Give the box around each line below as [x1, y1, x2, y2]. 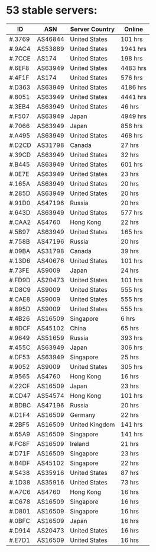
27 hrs [121, 141, 139, 149]
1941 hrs [121, 44, 147, 53]
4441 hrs [121, 92, 147, 101]
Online [123, 25, 144, 33]
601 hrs [121, 160, 143, 168]
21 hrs [121, 439, 139, 448]
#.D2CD [9, 141, 31, 149]
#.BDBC [9, 401, 31, 409]
